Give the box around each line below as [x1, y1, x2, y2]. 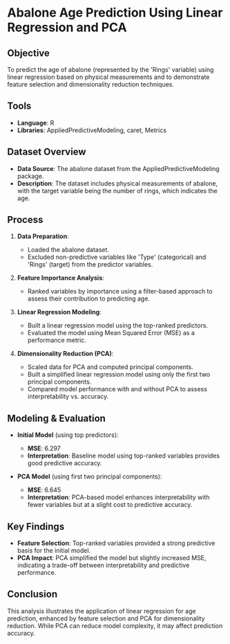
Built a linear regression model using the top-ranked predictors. [27, 321, 209, 330]
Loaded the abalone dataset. [27, 246, 109, 254]
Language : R [17, 118, 55, 127]
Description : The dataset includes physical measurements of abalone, [17, 179, 218, 188]
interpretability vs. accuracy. [27, 393, 109, 401]
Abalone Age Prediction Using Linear [7, 5, 223, 21]
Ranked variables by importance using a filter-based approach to [27, 287, 213, 296]
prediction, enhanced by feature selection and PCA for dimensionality [7, 614, 205, 623]
